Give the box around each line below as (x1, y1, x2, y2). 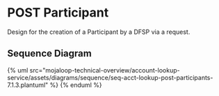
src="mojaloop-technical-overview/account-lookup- (29, 66, 180, 74)
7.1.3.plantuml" (7, 81, 49, 89)
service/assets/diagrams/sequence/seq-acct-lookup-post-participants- (7, 73, 213, 81)
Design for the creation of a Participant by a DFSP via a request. (7, 28, 190, 36)
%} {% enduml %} (49, 81, 102, 89)
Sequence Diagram (7, 48, 92, 59)
